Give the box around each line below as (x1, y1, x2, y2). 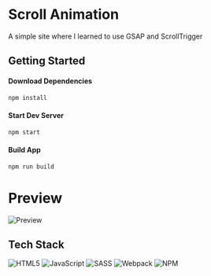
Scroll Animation (8, 6, 120, 24)
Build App (8, 145, 41, 155)
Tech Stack (8, 237, 65, 251)
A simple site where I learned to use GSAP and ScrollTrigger (8, 31, 203, 41)
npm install (8, 94, 47, 101)
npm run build (8, 163, 55, 171)
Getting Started (8, 54, 86, 68)
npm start (8, 128, 41, 136)
